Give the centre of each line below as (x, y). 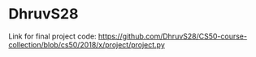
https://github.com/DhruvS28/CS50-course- (173, 36)
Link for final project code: (52, 36)
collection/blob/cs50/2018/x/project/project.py (87, 44)
